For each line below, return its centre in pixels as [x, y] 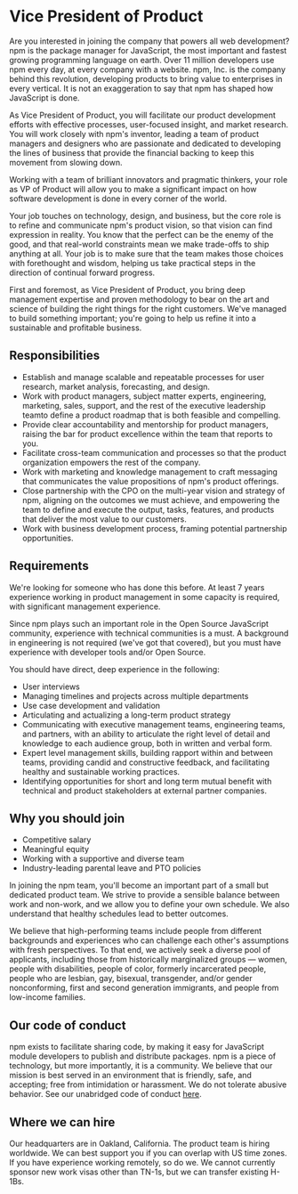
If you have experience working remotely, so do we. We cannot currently [142, 1162]
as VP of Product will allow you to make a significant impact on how [133, 189]
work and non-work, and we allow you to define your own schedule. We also [149, 905]
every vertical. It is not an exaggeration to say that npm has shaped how [141, 88]
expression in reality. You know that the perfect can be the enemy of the [141, 234]
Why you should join [67, 818]
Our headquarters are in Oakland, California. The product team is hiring [140, 1143]
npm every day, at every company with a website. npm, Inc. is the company [148, 69]
